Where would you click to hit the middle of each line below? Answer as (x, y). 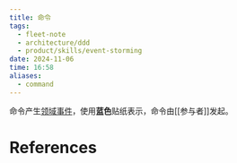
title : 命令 (30, 17)
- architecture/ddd (54, 43)
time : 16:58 (31, 68)
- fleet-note (42, 34)
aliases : (26, 76)
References (53, 147)
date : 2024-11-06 (42, 59)
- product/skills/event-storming (80, 51)
